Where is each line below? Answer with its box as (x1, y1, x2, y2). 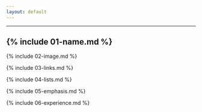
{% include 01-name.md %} (6, 37, 113, 47)
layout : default (6, 8, 47, 15)
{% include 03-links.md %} (6, 64, 74, 72)
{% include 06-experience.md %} (6, 99, 90, 107)
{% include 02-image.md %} (6, 52, 78, 60)
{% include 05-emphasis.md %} (6, 88, 86, 95)
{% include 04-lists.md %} (6, 76, 72, 83)
